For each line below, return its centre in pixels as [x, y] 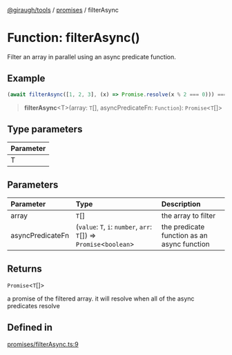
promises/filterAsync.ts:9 [43, 344]
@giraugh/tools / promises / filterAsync [63, 10]
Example [26, 79]
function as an [185, 236]
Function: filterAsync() [74, 38]
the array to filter [188, 216]
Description [181, 204]
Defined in [30, 328]
